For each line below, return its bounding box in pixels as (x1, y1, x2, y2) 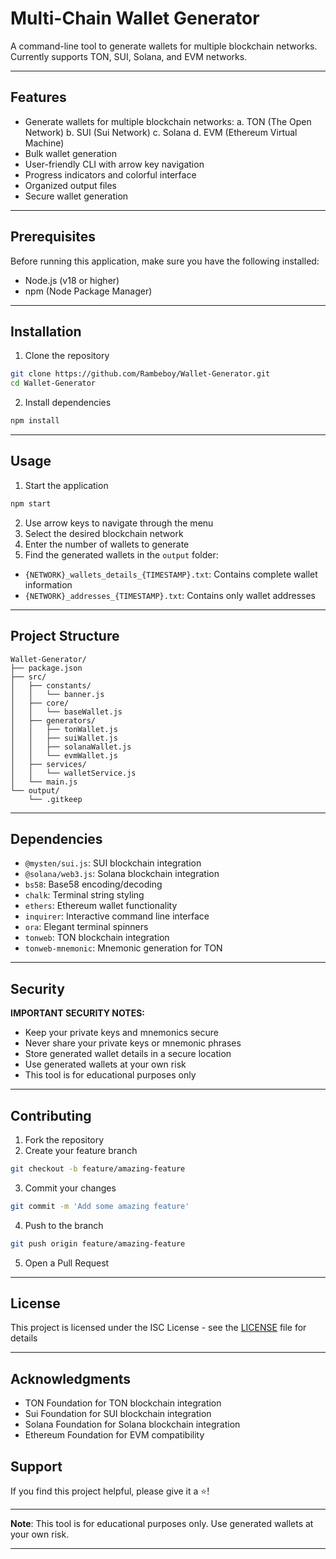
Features (10, 89, 67, 106)
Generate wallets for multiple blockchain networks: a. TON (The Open (24, 115, 312, 127)
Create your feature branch (24, 1144, 138, 1156)
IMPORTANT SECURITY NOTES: (10, 1007, 146, 1019)
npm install (10, 416, 60, 426)
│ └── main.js (10, 777, 78, 787)
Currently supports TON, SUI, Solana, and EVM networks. (10, 50, 248, 62)
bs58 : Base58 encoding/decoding (24, 878, 163, 891)
